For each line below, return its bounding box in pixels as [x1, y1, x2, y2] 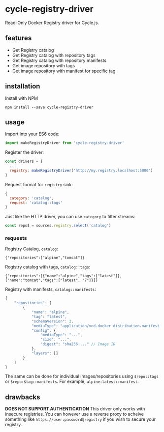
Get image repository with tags [12, 62, 75, 68]
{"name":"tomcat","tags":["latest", [5, 278, 80, 283]
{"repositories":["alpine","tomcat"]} [5, 256, 85, 260]
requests [5, 235, 27, 242]
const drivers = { [5, 159, 43, 164]
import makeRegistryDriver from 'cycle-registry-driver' [5, 141, 125, 145]
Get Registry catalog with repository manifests [12, 58, 107, 63]
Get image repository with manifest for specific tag [12, 68, 116, 74]
